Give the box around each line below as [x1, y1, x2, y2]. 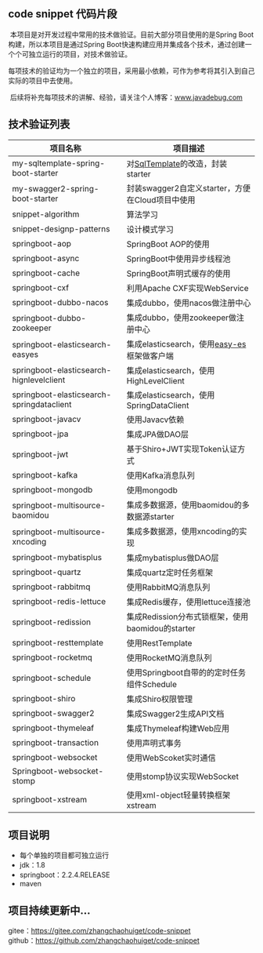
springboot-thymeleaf [12, 722, 95, 733]
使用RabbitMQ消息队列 [126, 581, 211, 592]
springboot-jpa [12, 428, 69, 439]
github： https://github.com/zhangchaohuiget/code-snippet [8, 936, 200, 945]
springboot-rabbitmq [12, 581, 91, 592]
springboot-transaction [12, 737, 99, 747]
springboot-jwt [12, 449, 69, 460]
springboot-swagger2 [12, 707, 95, 718]
